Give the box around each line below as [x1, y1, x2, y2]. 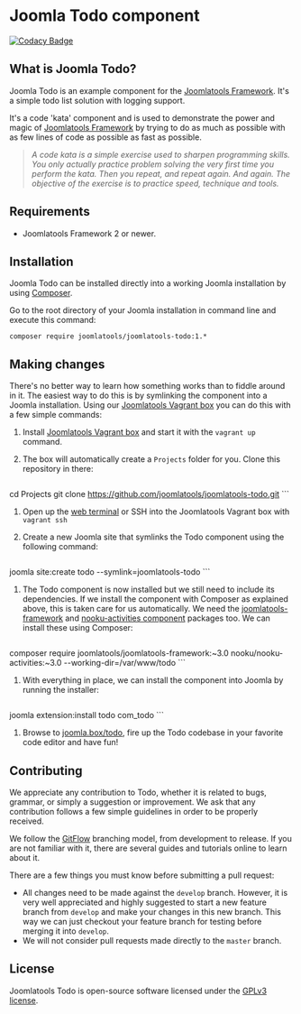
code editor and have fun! [22, 737, 119, 748]
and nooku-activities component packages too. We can [65, 613, 270, 623]
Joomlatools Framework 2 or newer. [22, 227, 156, 239]
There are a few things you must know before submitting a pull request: [9, 870, 275, 880]
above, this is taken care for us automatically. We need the [22, 604, 241, 614]
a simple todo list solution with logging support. [9, 95, 186, 106]
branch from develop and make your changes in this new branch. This [22, 907, 282, 917]
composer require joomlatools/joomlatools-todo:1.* [9, 332, 207, 341]
